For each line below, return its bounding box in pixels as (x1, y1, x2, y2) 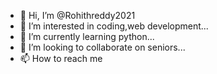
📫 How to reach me (19, 53, 103, 64)
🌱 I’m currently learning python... (19, 31, 155, 42)
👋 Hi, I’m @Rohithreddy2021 (19, 10, 136, 21)
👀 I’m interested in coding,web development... (19, 20, 209, 32)
